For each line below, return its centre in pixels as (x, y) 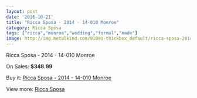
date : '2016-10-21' (30, 17)
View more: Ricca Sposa (35, 89)
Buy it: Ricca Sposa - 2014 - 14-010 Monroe (59, 78)
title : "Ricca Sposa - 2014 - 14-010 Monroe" (62, 22)
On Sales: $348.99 (29, 66)
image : (14, 38)
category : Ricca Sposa (34, 28)
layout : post (22, 11)
